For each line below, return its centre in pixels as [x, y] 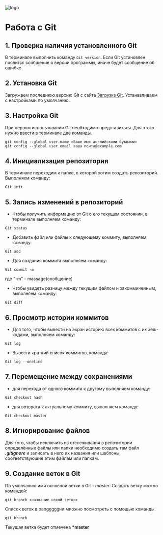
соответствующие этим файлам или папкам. [52, 458]
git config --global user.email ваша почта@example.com [63, 146]
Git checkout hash [24, 397]
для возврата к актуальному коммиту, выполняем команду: [75, 407]
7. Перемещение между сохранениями [69, 377]
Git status [16, 228]
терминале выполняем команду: [46, 219]
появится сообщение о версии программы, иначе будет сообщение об [80, 62]
